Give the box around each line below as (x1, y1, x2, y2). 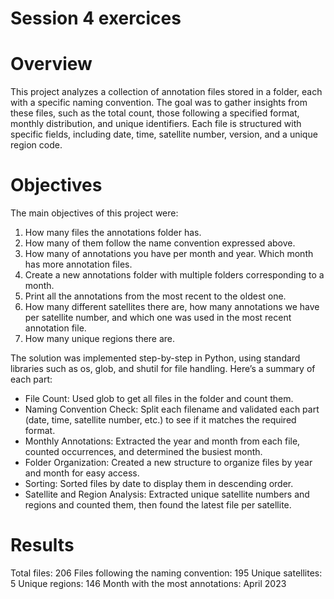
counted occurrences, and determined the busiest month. (24, 446, 263, 458)
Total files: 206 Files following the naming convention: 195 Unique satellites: (10, 567, 323, 579)
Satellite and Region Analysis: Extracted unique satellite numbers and (24, 488, 310, 501)
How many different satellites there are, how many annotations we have (24, 301, 320, 313)
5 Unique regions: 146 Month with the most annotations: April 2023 (10, 578, 287, 589)
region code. (10, 139, 63, 151)
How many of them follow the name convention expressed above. (24, 237, 296, 249)
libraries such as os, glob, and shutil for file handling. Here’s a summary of (10, 363, 316, 375)
